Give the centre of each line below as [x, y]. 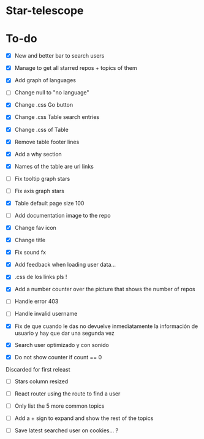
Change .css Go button [44, 105]
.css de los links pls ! [41, 277]
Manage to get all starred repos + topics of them [76, 68]
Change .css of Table [41, 129]
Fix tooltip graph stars [42, 178]
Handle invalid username [46, 314]
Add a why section [38, 154]
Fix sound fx [30, 253]
